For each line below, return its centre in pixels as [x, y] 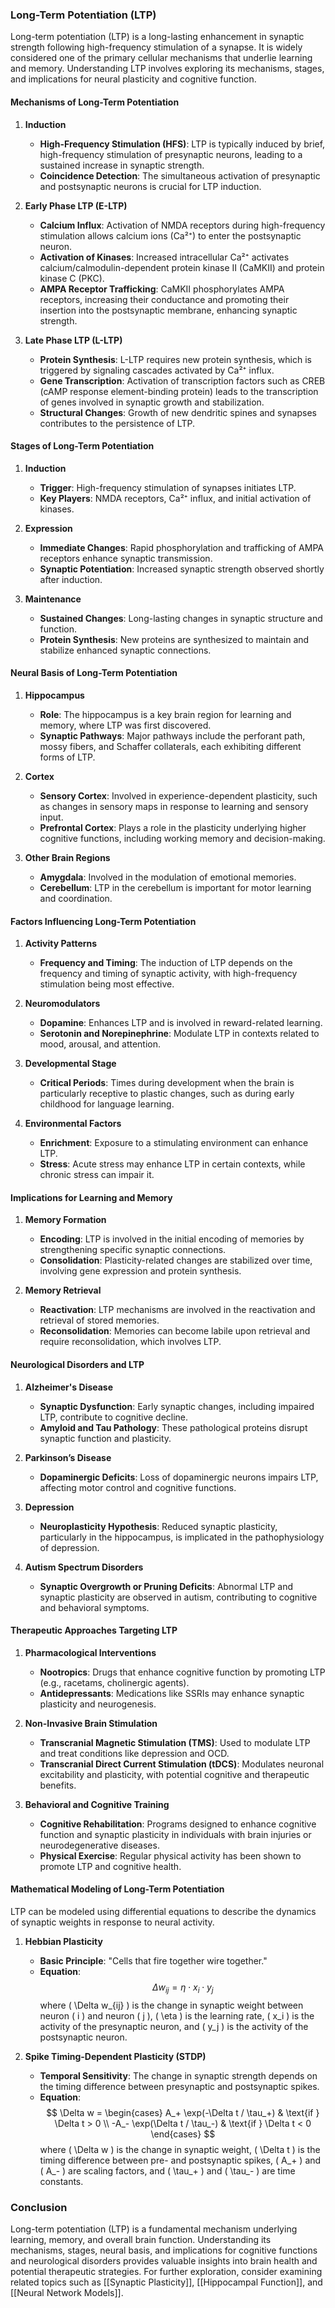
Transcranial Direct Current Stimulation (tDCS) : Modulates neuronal [182, 1764]
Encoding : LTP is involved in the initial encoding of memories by [172, 1239]
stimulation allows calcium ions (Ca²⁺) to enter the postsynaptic [170, 235]
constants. [61, 2181]
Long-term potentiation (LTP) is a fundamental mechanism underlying [154, 2229]
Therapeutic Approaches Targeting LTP [94, 1630]
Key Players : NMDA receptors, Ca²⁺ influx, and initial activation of [175, 498]
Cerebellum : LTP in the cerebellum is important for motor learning [175, 887]
